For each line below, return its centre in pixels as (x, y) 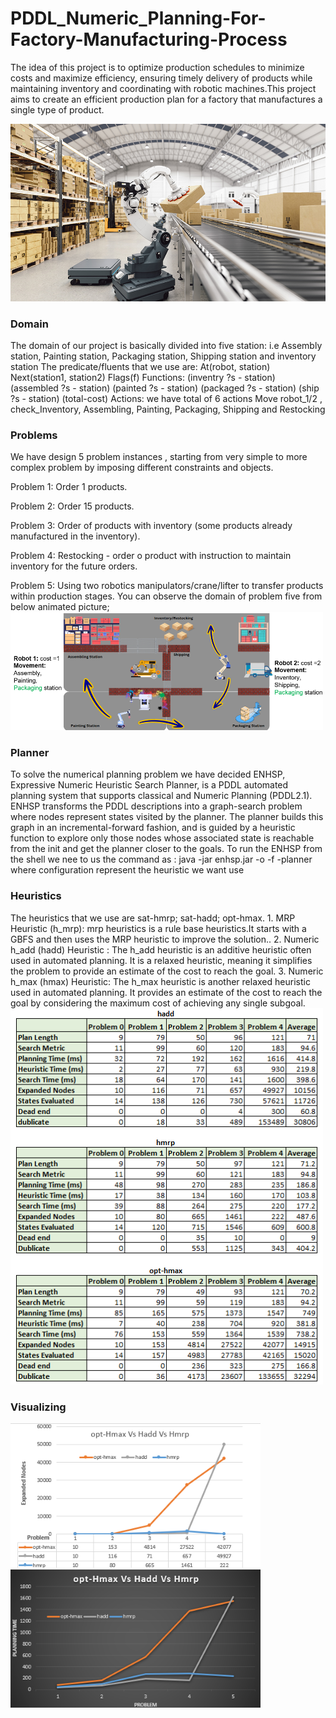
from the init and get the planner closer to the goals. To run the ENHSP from (166, 849)
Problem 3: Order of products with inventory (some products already (151, 526)
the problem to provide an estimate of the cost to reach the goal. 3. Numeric (167, 971)
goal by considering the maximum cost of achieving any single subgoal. (158, 1003)
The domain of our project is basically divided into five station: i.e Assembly (166, 346)
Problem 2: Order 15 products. (72, 506)
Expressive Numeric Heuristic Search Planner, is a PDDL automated (149, 785)
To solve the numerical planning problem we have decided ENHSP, (148, 774)
